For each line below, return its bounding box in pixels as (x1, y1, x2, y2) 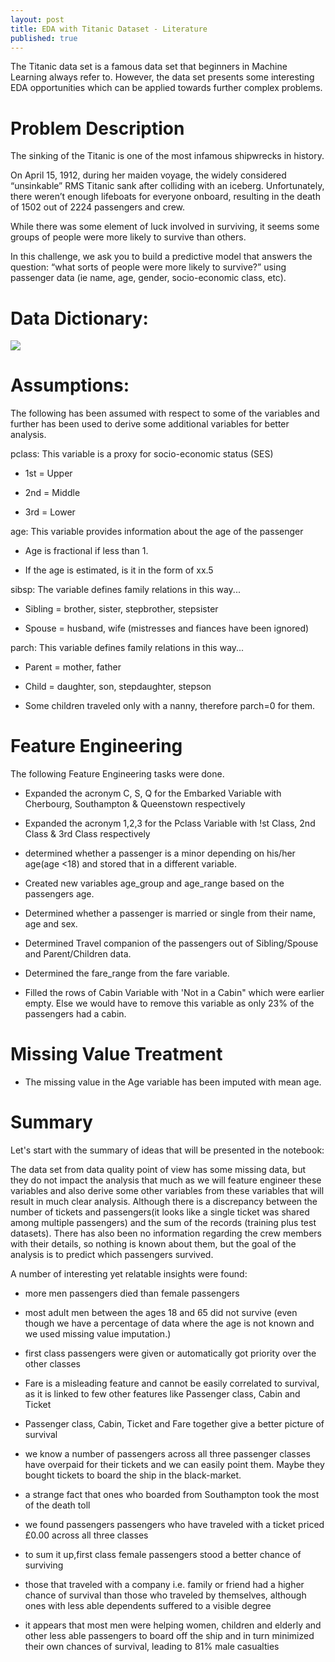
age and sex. (24, 918, 78, 930)
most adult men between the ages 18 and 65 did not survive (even (24, 1307, 298, 1318)
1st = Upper (24, 467, 73, 480)
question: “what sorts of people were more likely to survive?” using (10, 261, 287, 273)
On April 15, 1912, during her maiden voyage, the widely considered (10, 169, 287, 181)
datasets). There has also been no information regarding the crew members (10, 1227, 323, 1239)
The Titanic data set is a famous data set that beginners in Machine (10, 61, 288, 73)
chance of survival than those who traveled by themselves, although (24, 1589, 307, 1601)
